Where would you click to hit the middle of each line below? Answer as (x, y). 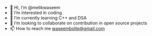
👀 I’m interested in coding (36, 13)
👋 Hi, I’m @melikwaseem (35, 8)
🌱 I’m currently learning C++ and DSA (48, 18)
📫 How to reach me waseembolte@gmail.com (57, 28)
